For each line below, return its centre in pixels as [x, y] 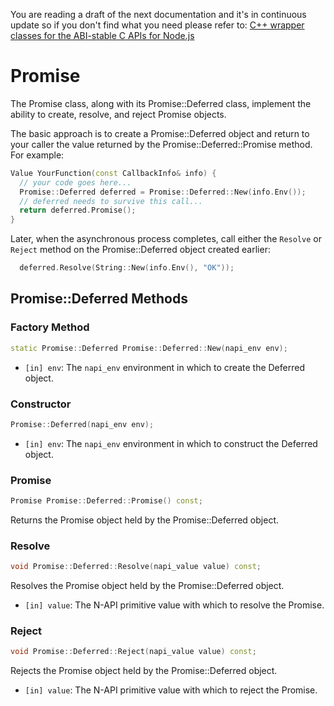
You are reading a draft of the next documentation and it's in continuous [158, 14]
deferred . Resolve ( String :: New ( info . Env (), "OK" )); [127, 268]
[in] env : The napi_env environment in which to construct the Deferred [171, 443]
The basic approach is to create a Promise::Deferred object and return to [160, 133]
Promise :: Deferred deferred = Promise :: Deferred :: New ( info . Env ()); [163, 192]
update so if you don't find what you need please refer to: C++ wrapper [157, 25]
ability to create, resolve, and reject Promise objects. [118, 114]
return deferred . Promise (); [78, 210]
